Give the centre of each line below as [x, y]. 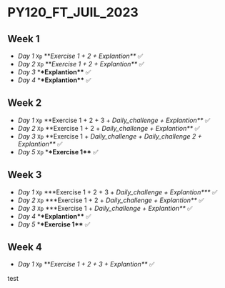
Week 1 [24, 39]
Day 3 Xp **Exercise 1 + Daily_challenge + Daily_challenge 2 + [110, 136]
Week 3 [25, 175]
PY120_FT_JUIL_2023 [73, 13]
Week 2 [25, 103]
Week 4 [25, 247]
